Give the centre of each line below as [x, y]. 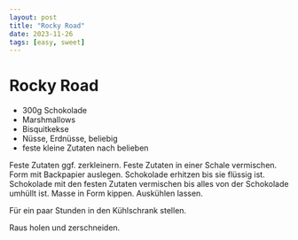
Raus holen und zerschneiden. [65, 228]
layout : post [33, 17]
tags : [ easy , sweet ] [47, 42]
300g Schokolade [55, 111]
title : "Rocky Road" [47, 26]
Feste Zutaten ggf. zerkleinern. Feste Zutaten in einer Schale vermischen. [143, 166]
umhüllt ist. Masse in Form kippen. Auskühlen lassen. [106, 194]
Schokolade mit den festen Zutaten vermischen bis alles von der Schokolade [149, 184]
